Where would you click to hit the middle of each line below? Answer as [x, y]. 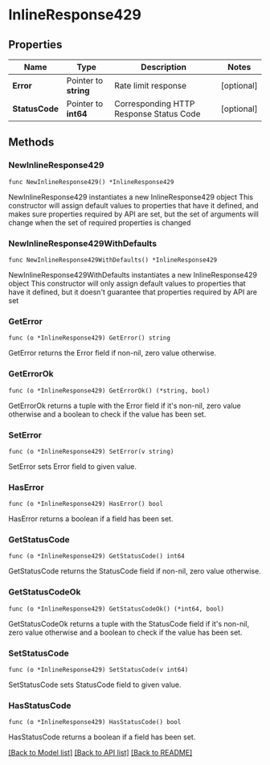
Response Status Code [157, 114]
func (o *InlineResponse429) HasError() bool [86, 504]
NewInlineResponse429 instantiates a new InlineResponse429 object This [131, 197]
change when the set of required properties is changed [100, 222]
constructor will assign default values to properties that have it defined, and [133, 205]
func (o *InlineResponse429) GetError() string [90, 338]
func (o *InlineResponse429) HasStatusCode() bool [95, 722]
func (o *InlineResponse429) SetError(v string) [91, 451]
